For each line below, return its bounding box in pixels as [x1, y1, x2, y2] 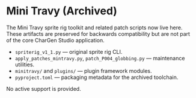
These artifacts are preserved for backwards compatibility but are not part [6, 30, 191, 37]
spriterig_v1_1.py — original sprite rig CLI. [14, 48, 123, 55]
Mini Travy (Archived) [6, 4, 117, 18]
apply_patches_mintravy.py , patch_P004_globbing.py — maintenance [14, 54, 185, 62]
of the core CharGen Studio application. [6, 36, 105, 44]
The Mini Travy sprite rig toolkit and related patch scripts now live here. [6, 24, 183, 31]
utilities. [14, 61, 35, 68]
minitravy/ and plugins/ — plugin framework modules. [14, 67, 152, 74]
